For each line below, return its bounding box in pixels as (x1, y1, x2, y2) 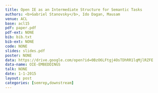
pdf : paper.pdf (5, 26, 37, 31)
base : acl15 (5, 21, 30, 26)
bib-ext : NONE (5, 39, 35, 44)
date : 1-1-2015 (5, 71, 37, 76)
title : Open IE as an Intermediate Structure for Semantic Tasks (5, 7, 142, 12)
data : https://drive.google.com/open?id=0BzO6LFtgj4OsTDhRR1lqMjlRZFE (5, 58, 154, 62)
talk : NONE (5, 67, 28, 72)
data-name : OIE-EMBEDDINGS (5, 62, 61, 67)
